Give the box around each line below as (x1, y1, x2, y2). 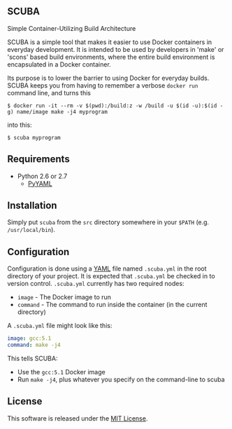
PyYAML (27, 179, 52, 188)
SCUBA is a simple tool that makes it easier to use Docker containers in (7, 38, 212, 46)
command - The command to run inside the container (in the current (17, 301, 208, 309)
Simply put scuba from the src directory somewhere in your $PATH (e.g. (7, 218, 210, 226)
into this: (7, 121, 33, 129)
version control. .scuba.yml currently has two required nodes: (7, 280, 184, 288)
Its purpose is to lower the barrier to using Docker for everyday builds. (7, 74, 210, 82)
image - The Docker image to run (17, 293, 112, 301)
